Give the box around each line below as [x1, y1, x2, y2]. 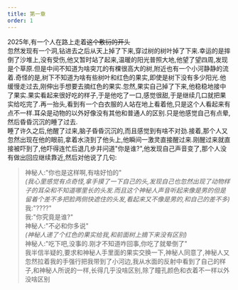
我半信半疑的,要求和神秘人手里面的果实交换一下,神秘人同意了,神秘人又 [24, 248, 229, 257]
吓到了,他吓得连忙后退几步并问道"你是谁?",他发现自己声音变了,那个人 [19, 144, 221, 153]
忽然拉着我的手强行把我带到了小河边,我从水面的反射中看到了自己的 [24, 257, 220, 265]
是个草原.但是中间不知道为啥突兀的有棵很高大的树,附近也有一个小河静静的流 [7, 64, 229, 72]
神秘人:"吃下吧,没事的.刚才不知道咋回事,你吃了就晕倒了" [24, 239, 188, 247]
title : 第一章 [7, 10, 46, 18]
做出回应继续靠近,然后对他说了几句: [13, 153, 117, 161]
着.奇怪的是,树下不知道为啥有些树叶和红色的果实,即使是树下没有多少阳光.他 [7, 72, 227, 82]
